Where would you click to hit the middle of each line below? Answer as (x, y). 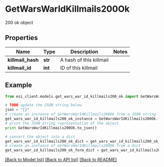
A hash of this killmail (84, 60)
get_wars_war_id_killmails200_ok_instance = (51, 119)
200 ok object (19, 22)
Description (84, 51)
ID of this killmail (79, 68)
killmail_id (20, 68)
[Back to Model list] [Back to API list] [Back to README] (61, 160)
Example (19, 85)
